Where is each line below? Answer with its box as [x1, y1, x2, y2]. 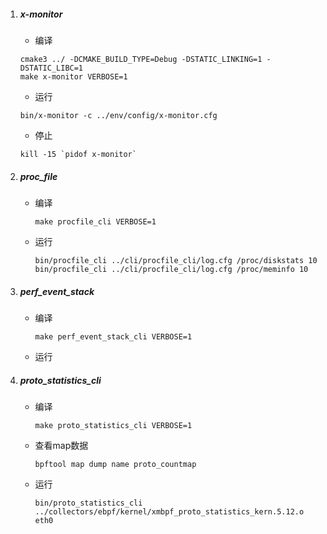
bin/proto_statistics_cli [34, 498, 143, 508]
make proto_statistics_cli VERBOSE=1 [34, 420, 193, 430]
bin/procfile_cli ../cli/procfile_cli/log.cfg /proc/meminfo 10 [34, 264, 309, 274]
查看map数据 [34, 439, 89, 451]
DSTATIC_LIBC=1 [19, 63, 84, 73]
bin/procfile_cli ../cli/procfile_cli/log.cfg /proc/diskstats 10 [34, 255, 318, 265]
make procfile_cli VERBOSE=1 [34, 216, 157, 227]
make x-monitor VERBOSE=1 [19, 71, 128, 82]
